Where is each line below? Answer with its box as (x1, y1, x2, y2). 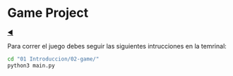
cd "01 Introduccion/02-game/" (7, 55, 100, 63)
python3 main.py (7, 62, 55, 69)
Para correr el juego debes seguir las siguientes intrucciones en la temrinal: (7, 42, 227, 50)
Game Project (7, 5, 89, 21)
